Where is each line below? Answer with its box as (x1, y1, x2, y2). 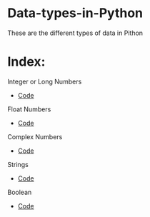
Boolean (7, 188, 32, 196)
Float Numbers (7, 105, 51, 113)
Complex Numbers (7, 132, 63, 141)
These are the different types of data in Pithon (7, 29, 144, 37)
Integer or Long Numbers (7, 77, 82, 86)
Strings (7, 160, 29, 168)
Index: (7, 54, 46, 70)
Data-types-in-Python (7, 5, 144, 21)
